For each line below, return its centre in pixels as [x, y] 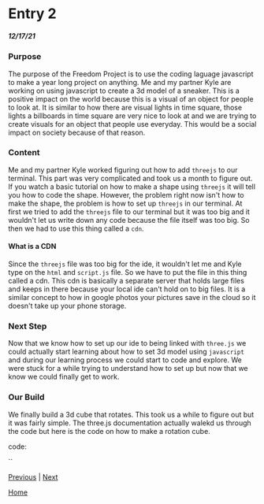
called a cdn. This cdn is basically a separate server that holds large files [126, 281]
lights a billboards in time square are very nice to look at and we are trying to [132, 116]
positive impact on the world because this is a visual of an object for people [131, 98]
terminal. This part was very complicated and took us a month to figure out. [130, 178]
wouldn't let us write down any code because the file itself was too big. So [129, 220]
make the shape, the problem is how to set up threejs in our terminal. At [125, 203]
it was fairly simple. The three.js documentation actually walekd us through [130, 423]
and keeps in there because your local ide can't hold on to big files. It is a [127, 289]
